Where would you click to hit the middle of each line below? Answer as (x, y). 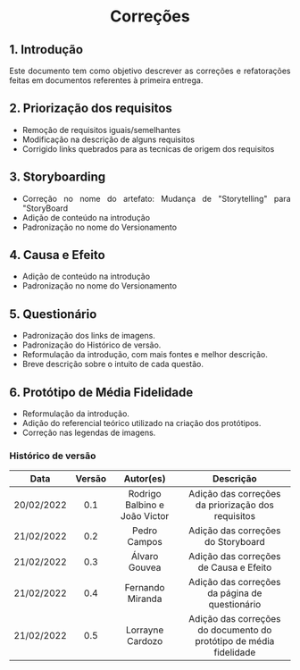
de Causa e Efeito (235, 567)
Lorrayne (145, 630)
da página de (235, 593)
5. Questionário (53, 314)
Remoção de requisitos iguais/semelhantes (101, 130)
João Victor (145, 516)
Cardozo (145, 641)
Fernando (145, 588)
